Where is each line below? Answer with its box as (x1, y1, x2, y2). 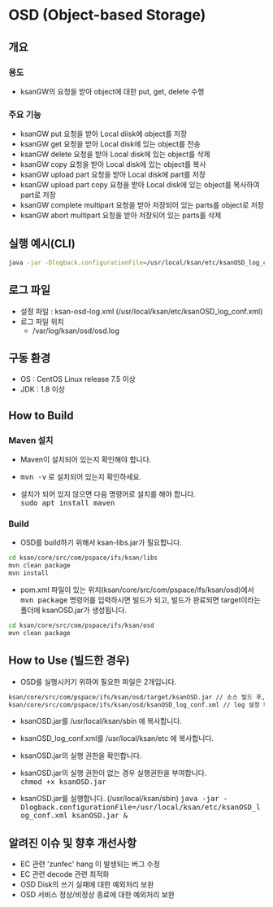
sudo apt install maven (19, 498, 115, 508)
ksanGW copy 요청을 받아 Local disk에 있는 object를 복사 (19, 160, 206, 169)
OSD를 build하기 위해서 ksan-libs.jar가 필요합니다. (19, 537, 183, 547)
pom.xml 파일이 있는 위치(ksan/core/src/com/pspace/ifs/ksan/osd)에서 (19, 585, 254, 595)
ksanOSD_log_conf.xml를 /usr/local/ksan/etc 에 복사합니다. (19, 734, 214, 743)
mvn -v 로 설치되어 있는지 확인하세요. (19, 472, 142, 482)
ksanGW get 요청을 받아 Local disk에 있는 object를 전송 (19, 139, 201, 149)
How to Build (8, 409, 75, 423)
